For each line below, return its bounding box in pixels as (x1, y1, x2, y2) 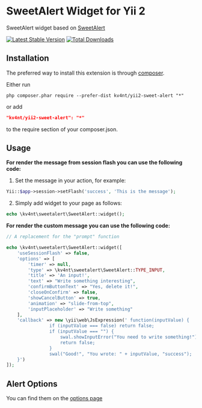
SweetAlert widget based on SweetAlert (6, 24, 105, 31)
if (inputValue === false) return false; (49, 323, 155, 329)
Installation (6, 53, 49, 64)
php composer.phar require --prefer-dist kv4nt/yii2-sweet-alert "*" (6, 92, 185, 99)
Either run (6, 81, 31, 88)
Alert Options (6, 379, 58, 389)
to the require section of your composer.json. (6, 125, 118, 133)
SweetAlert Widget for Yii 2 (6, 4, 146, 18)
